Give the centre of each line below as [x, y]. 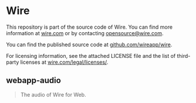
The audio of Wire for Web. [53, 94]
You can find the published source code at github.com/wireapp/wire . [89, 44]
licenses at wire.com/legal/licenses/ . [64, 62]
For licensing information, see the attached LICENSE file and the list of [91, 56]
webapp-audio [34, 80]
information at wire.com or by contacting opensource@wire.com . [85, 33]
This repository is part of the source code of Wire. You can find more [89, 27]
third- [184, 56]
